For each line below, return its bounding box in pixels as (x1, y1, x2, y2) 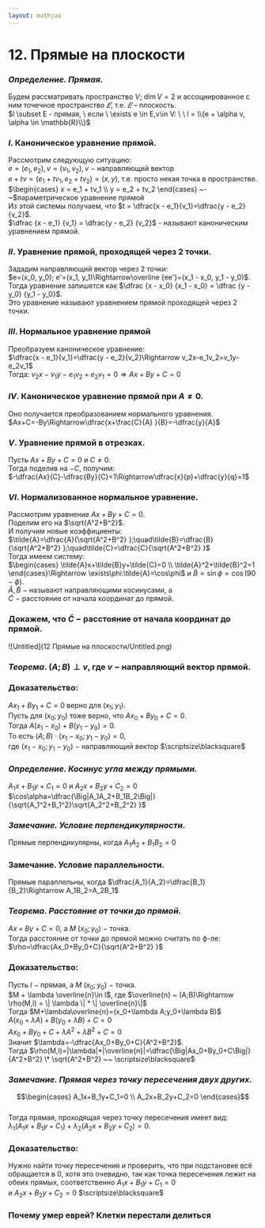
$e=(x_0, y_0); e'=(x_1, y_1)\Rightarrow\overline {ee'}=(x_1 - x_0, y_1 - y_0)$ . (8, 272, 251, 282)
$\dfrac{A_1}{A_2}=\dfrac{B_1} (108, 877, 206, 887)
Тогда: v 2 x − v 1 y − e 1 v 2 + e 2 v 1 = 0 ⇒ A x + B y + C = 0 (8, 369, 181, 381)
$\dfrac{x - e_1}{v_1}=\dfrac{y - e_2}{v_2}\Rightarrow (8, 352, 180, 362)
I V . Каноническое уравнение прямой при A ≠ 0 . (8, 391, 204, 402)
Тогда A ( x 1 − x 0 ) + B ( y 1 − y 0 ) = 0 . (8, 721, 116, 732)
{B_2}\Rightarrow (8, 886, 65, 895)
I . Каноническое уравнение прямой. (8, 138, 157, 149)
